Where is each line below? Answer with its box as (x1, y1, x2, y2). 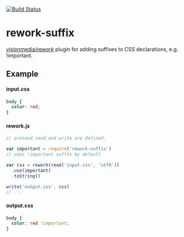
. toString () (11, 173, 41, 179)
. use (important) (11, 167, 51, 173)
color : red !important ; (11, 220, 69, 226)
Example (6, 69, 39, 79)
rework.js (6, 122, 31, 129)
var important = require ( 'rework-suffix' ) (6, 146, 112, 152)
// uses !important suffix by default (6, 152, 101, 157)
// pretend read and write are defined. (6, 136, 107, 141)
